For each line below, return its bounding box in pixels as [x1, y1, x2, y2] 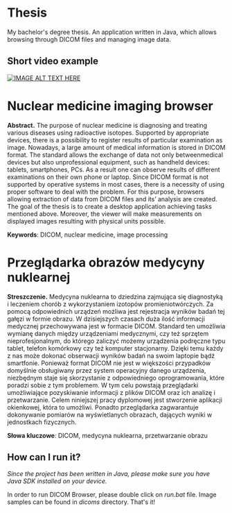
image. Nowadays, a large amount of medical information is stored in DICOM [7, 143, 226, 151]
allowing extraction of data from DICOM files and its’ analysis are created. [7, 194, 217, 203]
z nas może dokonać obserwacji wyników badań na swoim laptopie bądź [7, 351, 215, 360]
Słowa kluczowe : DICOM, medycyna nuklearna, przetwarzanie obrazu [7, 431, 208, 439]
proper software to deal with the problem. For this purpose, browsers [7, 187, 204, 196]
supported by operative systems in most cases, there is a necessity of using [7, 180, 225, 188]
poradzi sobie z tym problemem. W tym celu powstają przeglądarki [7, 380, 199, 389]
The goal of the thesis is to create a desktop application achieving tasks [7, 202, 213, 210]
